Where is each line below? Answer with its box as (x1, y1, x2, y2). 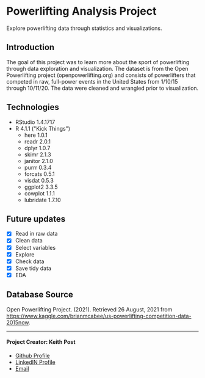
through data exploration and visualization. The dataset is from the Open (6, 65, 189, 72)
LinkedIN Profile (15, 358, 56, 366)
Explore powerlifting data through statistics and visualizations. (6, 24, 163, 32)
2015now (6, 319, 29, 326)
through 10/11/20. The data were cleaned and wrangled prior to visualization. (6, 84, 199, 92)
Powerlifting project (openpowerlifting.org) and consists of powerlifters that (6, 71, 196, 79)
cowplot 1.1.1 (24, 189, 55, 197)
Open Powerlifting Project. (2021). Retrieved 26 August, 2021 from (6, 305, 173, 313)
